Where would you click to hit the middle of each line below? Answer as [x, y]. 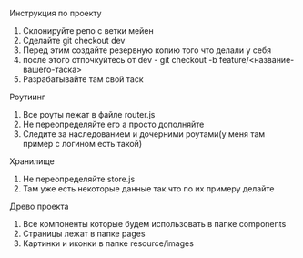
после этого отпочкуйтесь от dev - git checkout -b [120, 60]
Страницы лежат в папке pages [84, 233]
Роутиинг [27, 97]
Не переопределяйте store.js [79, 179]
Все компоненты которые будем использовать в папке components [154, 224]
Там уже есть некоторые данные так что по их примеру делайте [148, 189]
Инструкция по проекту [56, 13]
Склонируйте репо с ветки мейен [88, 31]
